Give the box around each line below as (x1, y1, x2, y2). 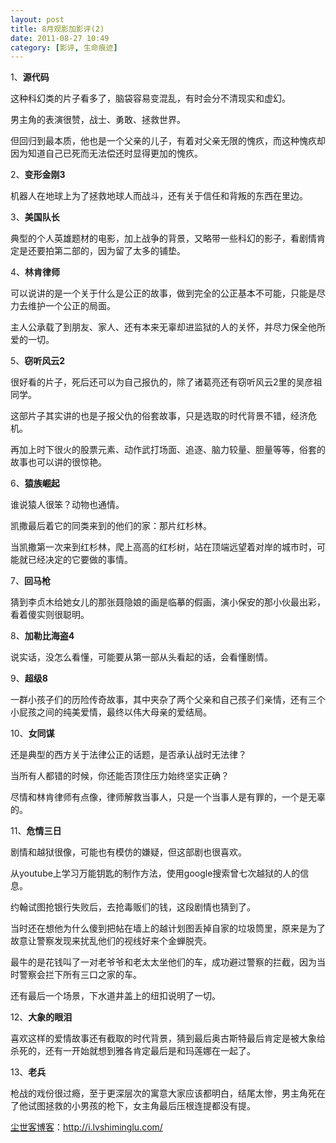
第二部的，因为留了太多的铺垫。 (53, 245, 186, 257)
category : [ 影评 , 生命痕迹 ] (10, 42, 118, 53)
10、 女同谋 (10, 727, 55, 740)
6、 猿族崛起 (10, 477, 60, 490)
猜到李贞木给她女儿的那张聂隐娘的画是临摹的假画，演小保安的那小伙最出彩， (10, 596, 326, 608)
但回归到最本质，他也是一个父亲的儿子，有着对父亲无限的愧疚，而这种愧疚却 (10, 135, 326, 147)
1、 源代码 (10, 71, 50, 83)
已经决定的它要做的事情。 (27, 554, 133, 566)
